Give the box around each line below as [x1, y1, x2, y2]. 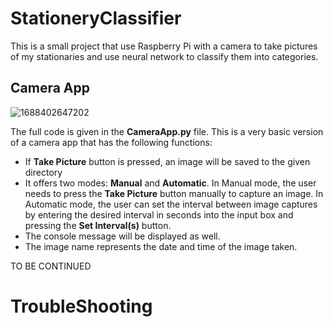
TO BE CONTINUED [10, 260, 92, 272]
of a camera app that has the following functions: [10, 136, 213, 148]
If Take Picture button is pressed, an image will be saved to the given [24, 155, 311, 167]
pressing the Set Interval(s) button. [24, 219, 172, 231]
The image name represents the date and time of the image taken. [24, 240, 298, 252]
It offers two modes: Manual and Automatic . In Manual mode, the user [24, 177, 317, 189]
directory [24, 166, 63, 178]
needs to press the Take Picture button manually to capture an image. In [24, 187, 324, 199]
